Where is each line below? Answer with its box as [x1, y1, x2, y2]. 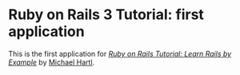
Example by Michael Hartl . [8, 57, 95, 67]
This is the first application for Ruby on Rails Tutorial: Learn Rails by [8, 49, 232, 58]
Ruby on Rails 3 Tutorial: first [8, 6, 204, 24]
